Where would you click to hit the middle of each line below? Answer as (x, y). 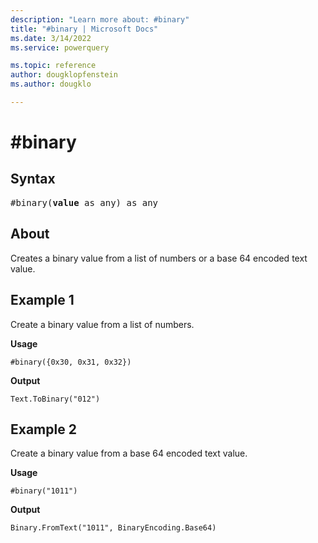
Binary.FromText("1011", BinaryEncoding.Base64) (113, 528)
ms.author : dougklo (51, 84)
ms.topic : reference (53, 66)
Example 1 (42, 300)
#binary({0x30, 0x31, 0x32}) (71, 362)
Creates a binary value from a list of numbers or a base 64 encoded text (159, 258)
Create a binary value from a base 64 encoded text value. (129, 453)
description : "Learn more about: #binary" (100, 19)
